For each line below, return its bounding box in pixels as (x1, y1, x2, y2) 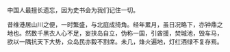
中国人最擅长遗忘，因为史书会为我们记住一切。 (7, 6, 139, 14)
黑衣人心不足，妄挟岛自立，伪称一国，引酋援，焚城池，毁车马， (42, 29, 223, 37)
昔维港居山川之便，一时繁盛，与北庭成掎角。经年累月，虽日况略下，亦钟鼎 (7, 21, 217, 29)
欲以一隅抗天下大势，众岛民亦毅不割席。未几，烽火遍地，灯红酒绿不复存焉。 (7, 38, 223, 46)
